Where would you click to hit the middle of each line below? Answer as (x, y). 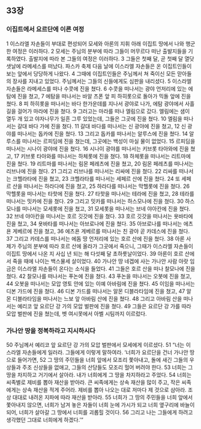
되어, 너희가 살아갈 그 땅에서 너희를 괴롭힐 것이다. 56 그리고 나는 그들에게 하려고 (100, 412)
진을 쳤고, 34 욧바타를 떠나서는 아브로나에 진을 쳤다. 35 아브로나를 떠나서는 (94, 223)
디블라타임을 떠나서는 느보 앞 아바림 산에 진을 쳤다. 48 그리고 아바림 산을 (97, 298)
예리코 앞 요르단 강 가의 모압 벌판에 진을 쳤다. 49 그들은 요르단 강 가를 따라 (104, 306)
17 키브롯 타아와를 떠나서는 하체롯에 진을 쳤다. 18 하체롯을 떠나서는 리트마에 (102, 156)
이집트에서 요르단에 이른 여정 (45, 29)
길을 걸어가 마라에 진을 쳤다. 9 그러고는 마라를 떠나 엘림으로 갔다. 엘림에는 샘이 (98, 111)
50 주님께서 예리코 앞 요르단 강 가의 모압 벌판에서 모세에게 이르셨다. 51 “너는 (95, 344)
